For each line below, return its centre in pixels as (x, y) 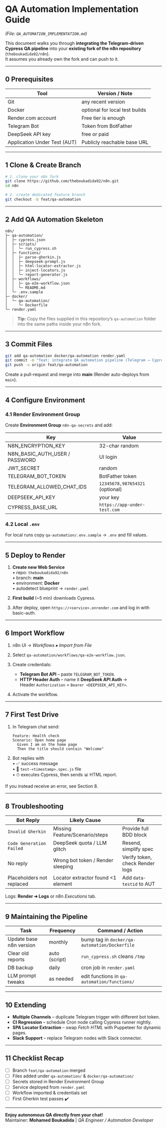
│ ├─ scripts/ (21, 244)
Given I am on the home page (47, 744)
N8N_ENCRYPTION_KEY (37, 445)
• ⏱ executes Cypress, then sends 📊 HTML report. (65, 774)
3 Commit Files (29, 344)
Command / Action (120, 930)
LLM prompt (22, 976)
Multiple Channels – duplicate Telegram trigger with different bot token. (86, 1017)
